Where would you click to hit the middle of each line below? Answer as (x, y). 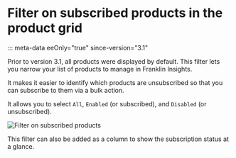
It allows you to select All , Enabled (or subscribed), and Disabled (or (107, 103)
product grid (45, 28)
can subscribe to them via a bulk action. (66, 90)
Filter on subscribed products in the (115, 13)
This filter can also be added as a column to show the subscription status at (118, 139)
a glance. (21, 146)
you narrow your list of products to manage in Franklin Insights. (100, 69)
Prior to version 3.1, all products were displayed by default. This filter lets (114, 61)
